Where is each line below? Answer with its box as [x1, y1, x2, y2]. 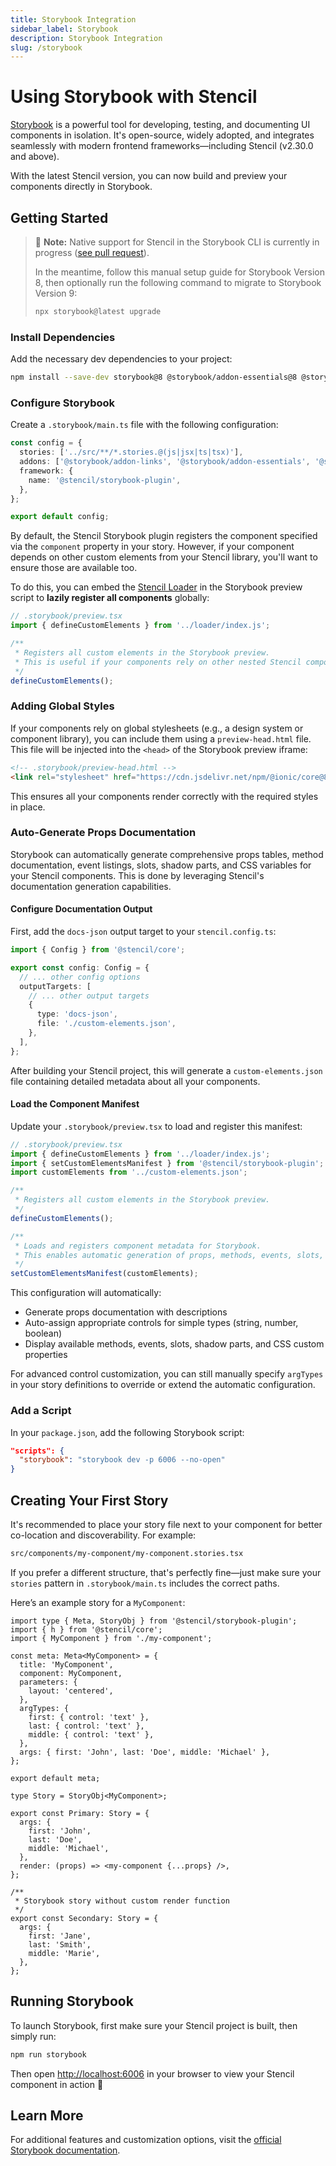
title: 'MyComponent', [19, 1659, 114, 1670]
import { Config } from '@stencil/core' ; [10, 945, 186, 955]
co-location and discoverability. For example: [10, 1529, 197, 1541]
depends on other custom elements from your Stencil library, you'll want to [10, 551, 318, 563]
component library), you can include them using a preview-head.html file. [10, 732, 312, 745]
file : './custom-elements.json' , [36, 1019, 177, 1029]
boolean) [24, 1327, 63, 1340]
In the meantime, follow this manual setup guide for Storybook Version [34, 266, 325, 278]
